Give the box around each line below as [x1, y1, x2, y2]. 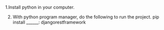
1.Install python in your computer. [5, 4, 75, 10]
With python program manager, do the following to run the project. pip [12, 14, 159, 19]
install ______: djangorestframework [12, 19, 86, 25]
